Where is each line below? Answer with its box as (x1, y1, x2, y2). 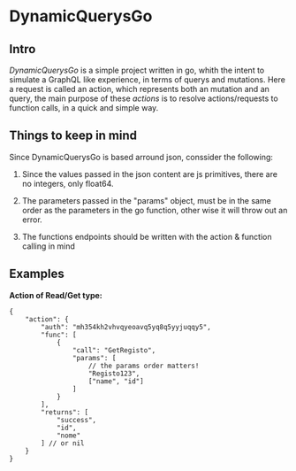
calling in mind (21, 241, 75, 251)
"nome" (56, 431, 81, 440)
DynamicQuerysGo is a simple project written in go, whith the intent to (9, 65, 265, 75)
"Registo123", (87, 369, 140, 378)
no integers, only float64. (21, 178, 114, 189)
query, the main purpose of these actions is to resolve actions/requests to (9, 93, 278, 104)
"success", (56, 415, 97, 424)
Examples (9, 266, 65, 282)
